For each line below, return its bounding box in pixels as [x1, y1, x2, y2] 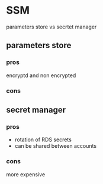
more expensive [6, 170, 46, 178]
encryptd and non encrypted [6, 72, 76, 79]
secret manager [6, 104, 66, 115]
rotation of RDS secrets [14, 136, 72, 143]
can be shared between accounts [14, 142, 96, 150]
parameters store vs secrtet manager [6, 23, 97, 30]
